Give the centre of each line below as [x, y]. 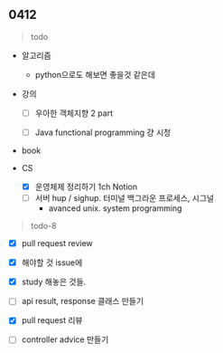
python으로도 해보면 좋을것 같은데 [95, 74]
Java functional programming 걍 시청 [103, 132]
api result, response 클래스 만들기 [83, 301]
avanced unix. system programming [115, 208]
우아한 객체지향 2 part [74, 113]
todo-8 [43, 226]
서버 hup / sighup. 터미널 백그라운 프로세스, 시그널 [124, 198]
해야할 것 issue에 [52, 262]
